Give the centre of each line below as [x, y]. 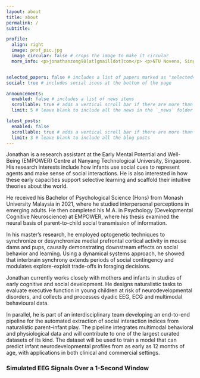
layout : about [24, 12]
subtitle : [18, 28]
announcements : [25, 94]
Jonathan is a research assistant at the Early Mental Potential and [86, 154]
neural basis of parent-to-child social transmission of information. [87, 223]
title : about [22, 17]
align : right [28, 45]
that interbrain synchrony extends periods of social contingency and [90, 260]
